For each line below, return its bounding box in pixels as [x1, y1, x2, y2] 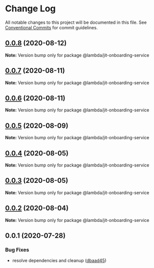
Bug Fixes [5, 246, 30, 253]
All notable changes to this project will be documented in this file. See [5, 19, 147, 25]
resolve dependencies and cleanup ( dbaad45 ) [12, 258, 107, 264]
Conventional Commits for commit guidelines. [5, 24, 98, 30]
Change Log [5, 3, 56, 14]
